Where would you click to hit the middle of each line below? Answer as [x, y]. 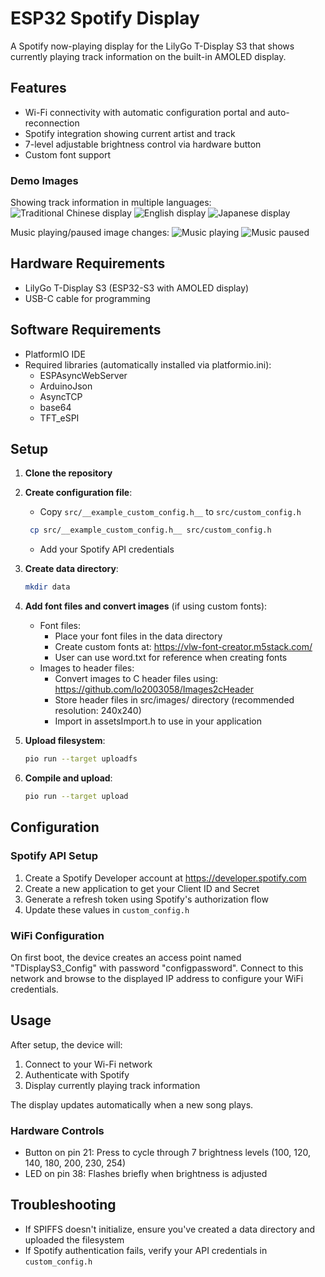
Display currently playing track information [112, 1085]
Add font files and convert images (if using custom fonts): [146, 606]
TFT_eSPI [59, 418]
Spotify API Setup [54, 856]
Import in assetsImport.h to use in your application [158, 721]
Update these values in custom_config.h [107, 909]
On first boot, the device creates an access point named [126, 957]
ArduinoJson [66, 386]
